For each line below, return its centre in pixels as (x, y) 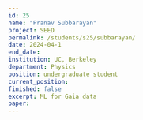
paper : (19, 103)
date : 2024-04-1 (35, 45)
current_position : (38, 81)
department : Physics (42, 67)
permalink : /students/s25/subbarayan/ (72, 37)
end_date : (24, 52)
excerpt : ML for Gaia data (53, 96)
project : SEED (32, 30)
